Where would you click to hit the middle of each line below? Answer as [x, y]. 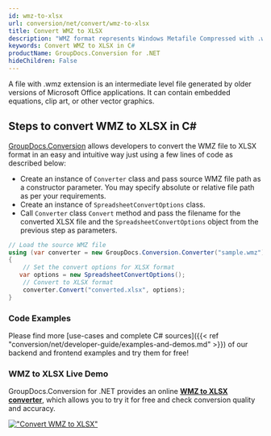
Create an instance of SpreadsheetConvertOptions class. [113, 204]
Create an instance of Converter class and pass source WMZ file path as [140, 178]
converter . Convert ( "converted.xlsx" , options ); [104, 290]
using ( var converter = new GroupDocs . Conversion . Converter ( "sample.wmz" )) [138, 252]
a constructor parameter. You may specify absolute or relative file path [137, 187]
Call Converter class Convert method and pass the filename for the [130, 213]
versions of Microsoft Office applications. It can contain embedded [120, 92]
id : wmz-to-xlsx [35, 16]
